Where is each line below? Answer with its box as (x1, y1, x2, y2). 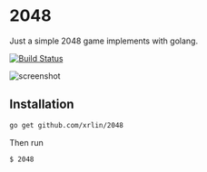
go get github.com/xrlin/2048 (9, 120, 124, 129)
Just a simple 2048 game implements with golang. (9, 35, 198, 46)
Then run (9, 137, 44, 148)
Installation (9, 97, 74, 112)
